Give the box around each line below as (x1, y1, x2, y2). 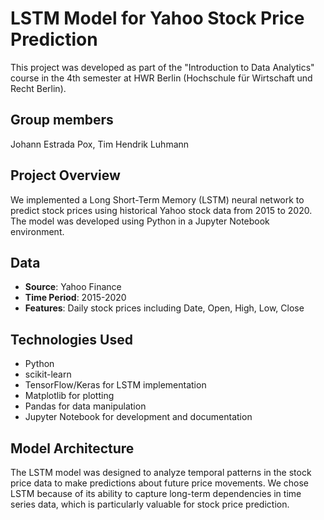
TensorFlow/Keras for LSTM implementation (24, 379, 207, 391)
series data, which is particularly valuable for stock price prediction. (10, 498, 290, 510)
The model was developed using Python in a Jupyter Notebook (10, 215, 270, 227)
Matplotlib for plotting (24, 390, 115, 402)
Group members (10, 112, 114, 129)
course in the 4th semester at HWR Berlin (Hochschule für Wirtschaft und (10, 72, 313, 84)
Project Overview (10, 167, 121, 184)
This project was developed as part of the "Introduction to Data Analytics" (10, 61, 315, 73)
